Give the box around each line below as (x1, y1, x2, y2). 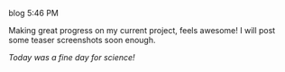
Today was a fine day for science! (8, 52, 136, 62)
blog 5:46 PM (8, 8, 60, 18)
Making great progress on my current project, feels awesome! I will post (8, 25, 276, 35)
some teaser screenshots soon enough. (8, 35, 156, 45)
